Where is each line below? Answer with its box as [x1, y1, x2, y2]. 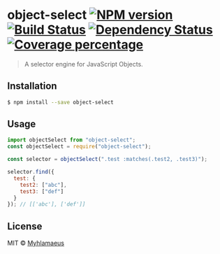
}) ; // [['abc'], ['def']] [7, 201, 86, 208]
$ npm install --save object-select [7, 99, 114, 106]
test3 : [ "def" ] [20, 188, 64, 195]
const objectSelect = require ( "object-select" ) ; [7, 143, 152, 150]
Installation [7, 80, 57, 92]
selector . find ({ [7, 169, 54, 176]
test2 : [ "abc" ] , [20, 181, 68, 188]
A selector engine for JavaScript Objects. [24, 59, 143, 68]
